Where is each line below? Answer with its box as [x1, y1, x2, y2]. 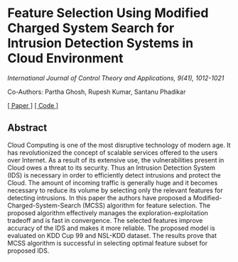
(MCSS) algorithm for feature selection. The [82, 201, 211, 209]
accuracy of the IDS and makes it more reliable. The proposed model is [7, 224, 215, 232]
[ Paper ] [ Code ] [7, 101, 59, 109]
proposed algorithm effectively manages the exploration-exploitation [7, 208, 208, 217]
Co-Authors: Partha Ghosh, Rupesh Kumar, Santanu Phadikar [7, 87, 186, 96]
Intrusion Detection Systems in [7, 36, 194, 51]
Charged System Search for [7, 20, 175, 36]
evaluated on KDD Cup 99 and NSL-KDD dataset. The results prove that [7, 231, 217, 239]
